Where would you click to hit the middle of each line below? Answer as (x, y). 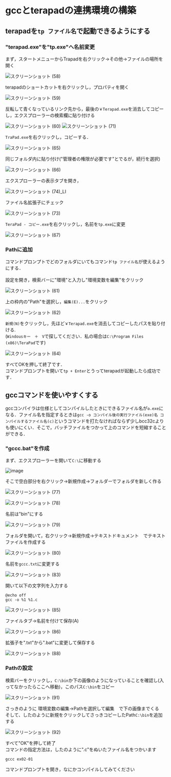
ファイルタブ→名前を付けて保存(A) (42, 621)
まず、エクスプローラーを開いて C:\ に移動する (53, 460)
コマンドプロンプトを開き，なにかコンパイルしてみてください (70, 769)
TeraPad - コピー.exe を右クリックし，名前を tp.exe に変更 (65, 224)
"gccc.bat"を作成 (27, 448)
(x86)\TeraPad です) (26, 343)
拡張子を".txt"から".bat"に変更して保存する (50, 643)
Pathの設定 (19, 668)
